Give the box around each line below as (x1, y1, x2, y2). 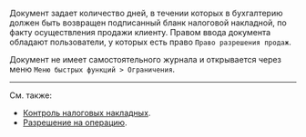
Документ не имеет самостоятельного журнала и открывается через (9, 54, 282, 64)
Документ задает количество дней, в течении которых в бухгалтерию (9, 8, 284, 18)
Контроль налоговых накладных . (22, 108, 151, 118)
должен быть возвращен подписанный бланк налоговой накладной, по (9, 17, 287, 28)
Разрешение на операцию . (22, 117, 127, 128)
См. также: (9, 90, 53, 101)
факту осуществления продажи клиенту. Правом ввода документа (9, 27, 271, 37)
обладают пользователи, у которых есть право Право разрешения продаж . (9, 36, 291, 47)
